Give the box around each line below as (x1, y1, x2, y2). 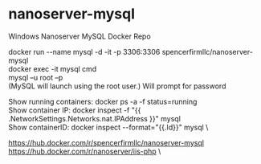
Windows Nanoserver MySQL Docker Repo (8, 31, 151, 41)
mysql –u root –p (8, 72, 63, 82)
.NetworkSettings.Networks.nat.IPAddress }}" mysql (8, 113, 181, 123)
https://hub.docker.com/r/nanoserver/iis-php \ (8, 146, 161, 156)
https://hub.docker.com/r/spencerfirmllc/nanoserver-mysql (8, 137, 205, 147)
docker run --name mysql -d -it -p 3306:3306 (8, 47, 161, 56)
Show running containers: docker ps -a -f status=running (8, 96, 198, 106)
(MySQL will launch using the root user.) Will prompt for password (8, 81, 226, 91)
